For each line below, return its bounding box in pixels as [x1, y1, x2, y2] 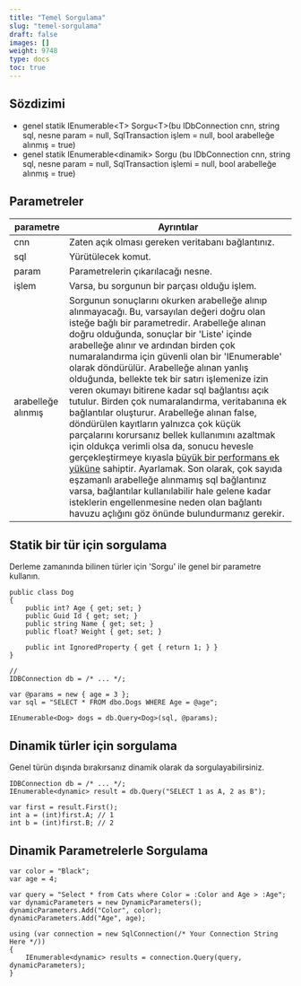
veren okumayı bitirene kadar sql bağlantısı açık [68, 383, 270, 396]
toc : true [9, 64, 47, 73]
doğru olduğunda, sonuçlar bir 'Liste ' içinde [68, 327, 253, 340]
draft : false [9, 30, 58, 39]
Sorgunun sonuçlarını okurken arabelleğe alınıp [68, 293, 268, 306]
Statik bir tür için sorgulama [9, 537, 168, 553]
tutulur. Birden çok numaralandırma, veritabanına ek [68, 395, 288, 407]
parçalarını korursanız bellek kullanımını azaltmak [68, 428, 276, 441]
